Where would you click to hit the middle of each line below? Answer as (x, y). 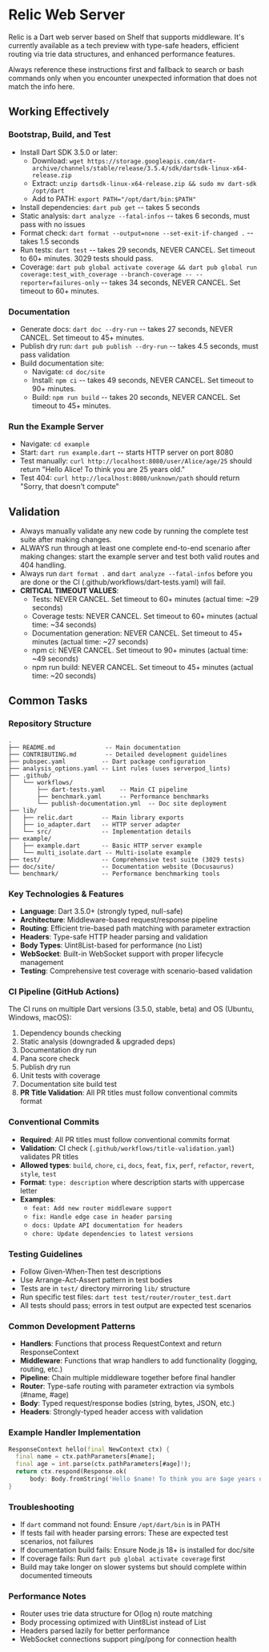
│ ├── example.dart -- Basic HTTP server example (105, 846)
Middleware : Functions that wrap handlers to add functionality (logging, (139, 1361)
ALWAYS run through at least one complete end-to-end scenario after (135, 548)
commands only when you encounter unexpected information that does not (133, 78)
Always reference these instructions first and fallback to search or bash (126, 69)
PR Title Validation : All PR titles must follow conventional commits (128, 1093)
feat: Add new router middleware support (102, 1208)
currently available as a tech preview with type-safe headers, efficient (124, 45)
